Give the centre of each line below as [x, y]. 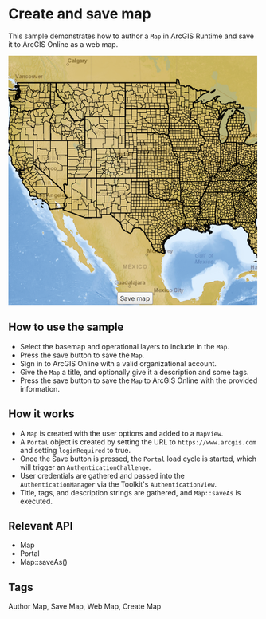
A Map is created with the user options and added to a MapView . [121, 433]
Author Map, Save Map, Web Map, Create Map [85, 606]
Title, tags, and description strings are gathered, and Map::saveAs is [130, 492]
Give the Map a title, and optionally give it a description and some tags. [134, 372]
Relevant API [41, 526]
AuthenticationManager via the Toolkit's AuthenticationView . [118, 484]
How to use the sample [66, 327]
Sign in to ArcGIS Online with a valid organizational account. [118, 363]
